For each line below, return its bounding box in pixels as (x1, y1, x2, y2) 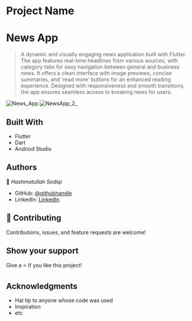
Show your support (6, 245, 79, 255)
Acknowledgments (6, 281, 78, 291)
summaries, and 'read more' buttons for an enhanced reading (20, 76, 171, 83)
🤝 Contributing (6, 213, 62, 223)
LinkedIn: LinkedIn (14, 196, 60, 203)
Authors (6, 163, 37, 173)
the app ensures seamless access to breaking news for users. (20, 89, 172, 96)
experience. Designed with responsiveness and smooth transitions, (20, 82, 185, 89)
